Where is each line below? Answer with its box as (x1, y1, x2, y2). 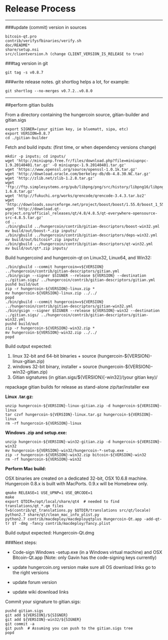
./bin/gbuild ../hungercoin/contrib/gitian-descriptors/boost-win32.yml (5, 224, 160, 229)
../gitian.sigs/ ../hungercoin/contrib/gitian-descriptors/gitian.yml (5, 277, 155, 282)
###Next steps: (5, 539, 37, 545)
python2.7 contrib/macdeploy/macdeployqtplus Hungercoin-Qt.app (5, 516, 142, 521)
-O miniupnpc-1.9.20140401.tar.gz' (52, 162, 126, 168)
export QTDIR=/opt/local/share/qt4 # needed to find (5, 499, 120, 504)
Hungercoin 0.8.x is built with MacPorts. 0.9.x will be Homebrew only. (5, 480, 148, 486)
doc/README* (5, 43, 30, 48)
